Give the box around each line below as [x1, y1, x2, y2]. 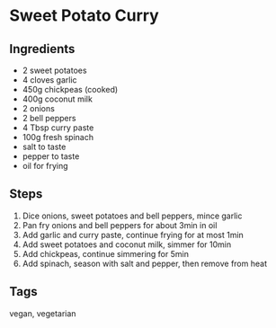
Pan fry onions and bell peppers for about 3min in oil [22, 219, 218, 230]
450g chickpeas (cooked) [22, 84, 119, 94]
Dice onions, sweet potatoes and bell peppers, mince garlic [22, 210, 243, 221]
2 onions [22, 103, 56, 113]
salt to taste [22, 141, 67, 152]
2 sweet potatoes [22, 65, 87, 75]
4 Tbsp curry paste [22, 122, 94, 133]
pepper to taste [22, 151, 80, 162]
